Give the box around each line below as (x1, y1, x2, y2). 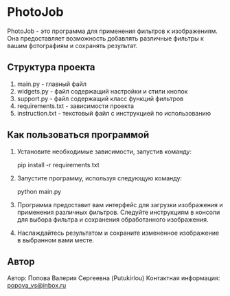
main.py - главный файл (16, 80, 87, 88)
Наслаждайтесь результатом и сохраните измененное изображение (16, 229, 220, 237)
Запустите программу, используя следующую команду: (16, 173, 183, 182)
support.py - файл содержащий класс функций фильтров (16, 94, 184, 103)
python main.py (16, 187, 62, 195)
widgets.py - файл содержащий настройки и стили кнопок (16, 87, 188, 95)
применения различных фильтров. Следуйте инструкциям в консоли (16, 208, 220, 216)
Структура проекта (7, 61, 95, 73)
